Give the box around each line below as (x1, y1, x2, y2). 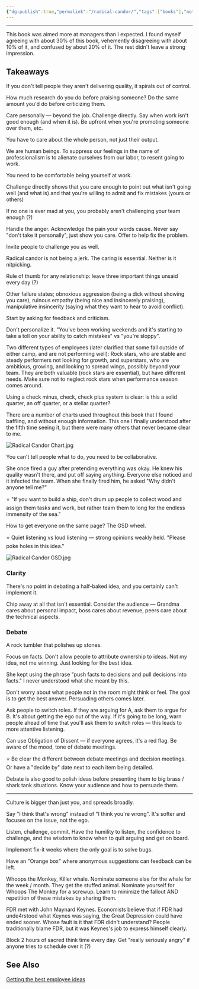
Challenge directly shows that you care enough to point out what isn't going (6, 183, 191, 190)
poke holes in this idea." (6, 543, 65, 550)
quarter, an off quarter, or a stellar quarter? (6, 400, 111, 407)
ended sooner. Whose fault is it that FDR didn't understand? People (6, 919, 171, 926)
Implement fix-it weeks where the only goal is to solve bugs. (6, 846, 153, 853)
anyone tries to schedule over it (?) (6, 943, 91, 950)
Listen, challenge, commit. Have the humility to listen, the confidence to (6, 828, 181, 835)
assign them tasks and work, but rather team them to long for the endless (6, 504, 185, 512)
